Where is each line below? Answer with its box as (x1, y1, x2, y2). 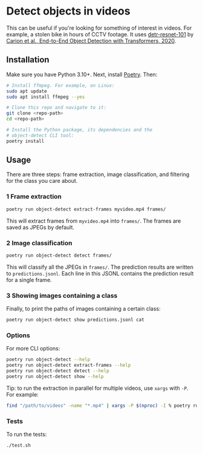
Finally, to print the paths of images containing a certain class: (6, 305, 161, 312)
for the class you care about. (6, 177, 78, 185)
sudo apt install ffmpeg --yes (6, 94, 85, 100)
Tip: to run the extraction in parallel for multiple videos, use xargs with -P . (6, 384, 188, 392)
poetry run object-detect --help (6, 357, 91, 363)
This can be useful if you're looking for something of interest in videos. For (6, 24, 192, 31)
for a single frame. (6, 276, 53, 283)
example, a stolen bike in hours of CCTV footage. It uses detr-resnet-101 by (6, 30, 194, 38)
